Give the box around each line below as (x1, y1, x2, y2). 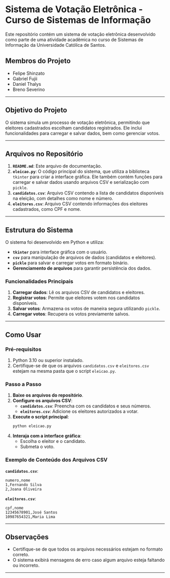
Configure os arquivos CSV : (12, 398, 72, 404)
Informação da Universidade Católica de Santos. (5, 42, 106, 48)
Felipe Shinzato (12, 70, 45, 76)
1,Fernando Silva (5, 482, 42, 487)
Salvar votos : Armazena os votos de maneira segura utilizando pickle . (12, 306, 160, 312)
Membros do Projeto (5, 57, 71, 66)
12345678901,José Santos (5, 509, 58, 515)
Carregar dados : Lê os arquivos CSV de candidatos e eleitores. (12, 290, 145, 296)
